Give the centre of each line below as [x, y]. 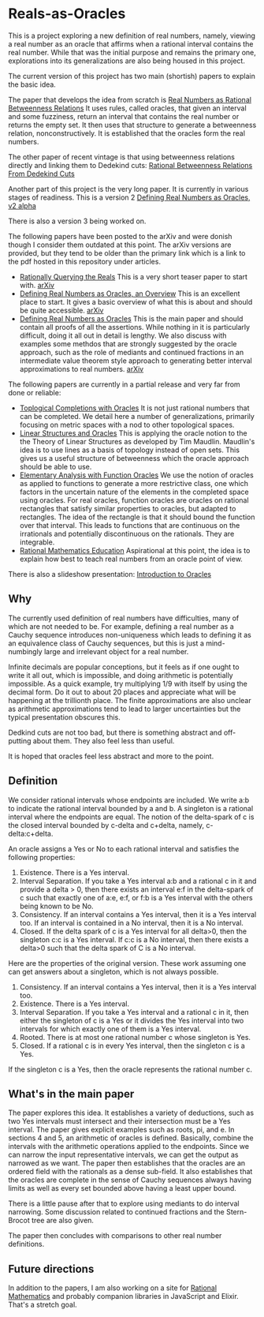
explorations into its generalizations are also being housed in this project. [127, 61]
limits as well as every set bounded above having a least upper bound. [122, 1188]
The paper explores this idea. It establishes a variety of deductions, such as [131, 1113]
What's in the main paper [71, 1094]
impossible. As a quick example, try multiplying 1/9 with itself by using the [128, 683]
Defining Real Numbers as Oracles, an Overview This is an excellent [130, 294]
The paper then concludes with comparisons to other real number [115, 1236]
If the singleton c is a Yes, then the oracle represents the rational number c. [130, 1069]
